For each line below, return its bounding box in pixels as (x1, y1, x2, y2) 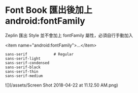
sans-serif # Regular (5, 51, 74, 57)
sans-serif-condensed (5, 60, 50, 65)
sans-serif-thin (5, 69, 38, 74)
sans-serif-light (5, 56, 41, 61)
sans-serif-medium (5, 73, 43, 78)
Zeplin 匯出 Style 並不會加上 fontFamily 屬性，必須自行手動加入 (5, 32, 133, 38)
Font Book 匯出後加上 (5, 4, 93, 16)
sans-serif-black (5, 65, 41, 70)
